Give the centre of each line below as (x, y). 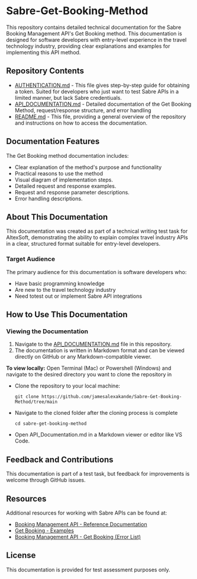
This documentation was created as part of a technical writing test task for (97, 231)
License (21, 556)
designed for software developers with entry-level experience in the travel (96, 40)
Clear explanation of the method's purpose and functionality (88, 167)
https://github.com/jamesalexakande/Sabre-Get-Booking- (112, 397)
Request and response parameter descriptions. (72, 192)
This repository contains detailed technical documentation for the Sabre (94, 27)
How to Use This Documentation (67, 315)
